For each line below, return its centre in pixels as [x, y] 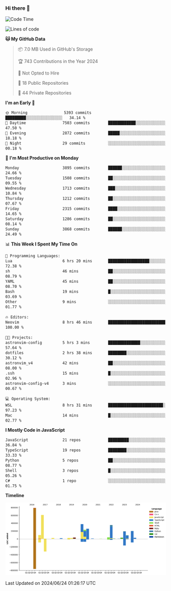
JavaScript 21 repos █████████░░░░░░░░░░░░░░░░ [86, 440]
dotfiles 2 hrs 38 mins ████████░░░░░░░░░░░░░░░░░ [86, 353]
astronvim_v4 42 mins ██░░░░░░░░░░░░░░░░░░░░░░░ [86, 363]
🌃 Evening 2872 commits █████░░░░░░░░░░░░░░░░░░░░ [86, 133]
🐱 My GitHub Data [26, 39]
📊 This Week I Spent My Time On [41, 244]
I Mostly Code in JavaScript [35, 430]
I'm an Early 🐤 [20, 103]
